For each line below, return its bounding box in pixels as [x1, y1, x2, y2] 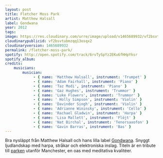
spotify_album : [5, 57, 36, 62]
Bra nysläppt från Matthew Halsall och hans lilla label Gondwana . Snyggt [5, 138, 150, 143]
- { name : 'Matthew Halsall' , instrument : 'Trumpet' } [33, 75, 147, 79]
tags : [5, 30, 16, 34]
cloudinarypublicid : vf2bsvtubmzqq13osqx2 [5, 39, 92, 44]
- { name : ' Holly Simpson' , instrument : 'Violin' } [33, 97, 142, 102]
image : [5, 34, 18, 39]
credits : [5, 61, 23, 66]
